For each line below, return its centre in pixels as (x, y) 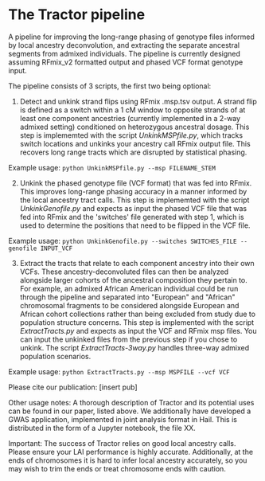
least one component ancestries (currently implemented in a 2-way (130, 118)
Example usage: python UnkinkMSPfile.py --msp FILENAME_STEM (112, 167)
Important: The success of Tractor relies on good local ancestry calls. (122, 443)
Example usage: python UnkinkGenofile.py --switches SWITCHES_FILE (123, 240)
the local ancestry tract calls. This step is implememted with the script (134, 200)
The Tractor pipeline (77, 15)
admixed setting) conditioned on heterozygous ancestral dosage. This (134, 127)
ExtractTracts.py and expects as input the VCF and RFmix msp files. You (138, 330)
